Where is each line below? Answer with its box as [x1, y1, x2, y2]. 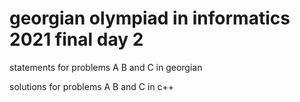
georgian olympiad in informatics [9, 7, 291, 30]
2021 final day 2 [9, 28, 144, 51]
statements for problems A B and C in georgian [9, 61, 203, 73]
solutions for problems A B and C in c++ [9, 80, 175, 92]
